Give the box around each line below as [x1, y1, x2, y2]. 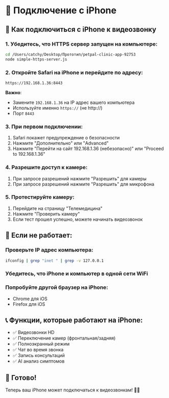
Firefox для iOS [12, 301, 45, 307]
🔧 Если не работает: [5, 231, 73, 240]
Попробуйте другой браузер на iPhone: [5, 284, 108, 291]
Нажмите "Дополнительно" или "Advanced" [12, 140, 109, 146]
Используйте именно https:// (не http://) [12, 104, 103, 111]
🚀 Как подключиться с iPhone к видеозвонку [5, 25, 157, 34]
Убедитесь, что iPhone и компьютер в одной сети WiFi [5, 270, 148, 277]
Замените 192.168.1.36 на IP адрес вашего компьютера [12, 99, 135, 106]
